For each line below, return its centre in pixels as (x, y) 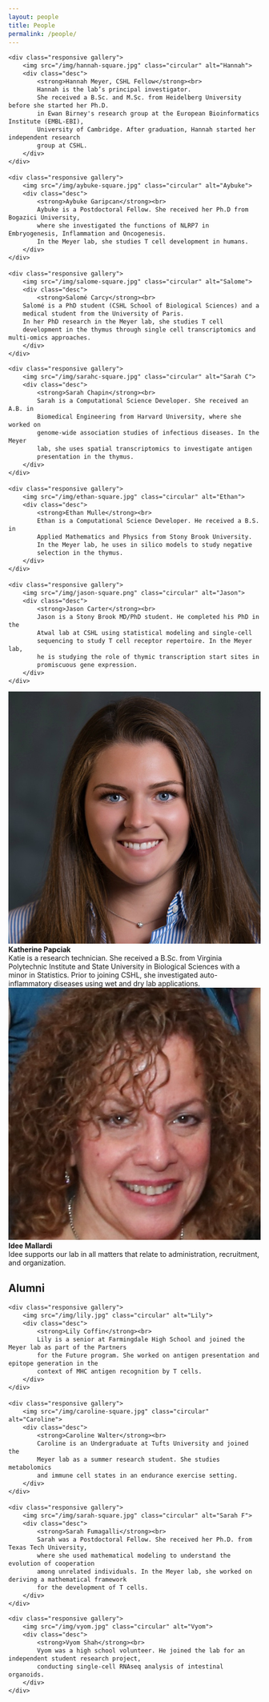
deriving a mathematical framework (68, 1580)
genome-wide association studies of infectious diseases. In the (149, 433)
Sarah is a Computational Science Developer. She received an (143, 401)
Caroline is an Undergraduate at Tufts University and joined (143, 1444)
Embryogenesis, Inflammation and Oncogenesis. (87, 234)
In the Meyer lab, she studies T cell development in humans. (143, 242)
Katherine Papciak (40, 949)
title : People (32, 25)
